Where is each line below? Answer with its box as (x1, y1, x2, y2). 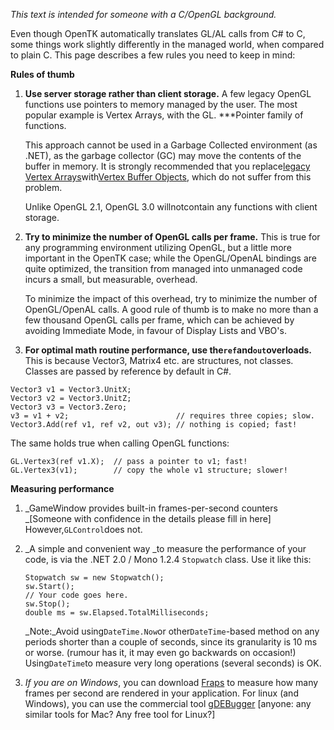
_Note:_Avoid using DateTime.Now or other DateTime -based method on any (24, 625, 320, 637)
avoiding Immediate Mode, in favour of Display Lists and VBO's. (24, 325, 287, 336)
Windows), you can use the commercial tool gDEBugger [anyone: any (24, 698, 312, 709)
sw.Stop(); (24, 599, 71, 609)
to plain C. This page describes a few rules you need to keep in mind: (10, 49, 296, 61)
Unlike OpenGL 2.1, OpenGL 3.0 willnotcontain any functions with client (24, 201, 318, 213)
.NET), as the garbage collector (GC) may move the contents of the (24, 150, 302, 161)
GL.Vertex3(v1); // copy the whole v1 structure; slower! (10, 465, 288, 475)
